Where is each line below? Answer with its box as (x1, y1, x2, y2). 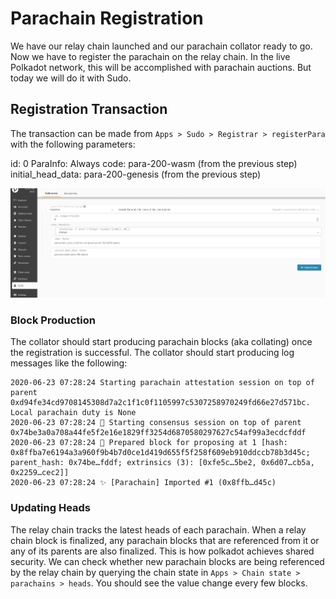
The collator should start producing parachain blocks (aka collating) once (10, 336, 313, 348)
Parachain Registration (10, 7, 204, 30)
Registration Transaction (10, 101, 168, 118)
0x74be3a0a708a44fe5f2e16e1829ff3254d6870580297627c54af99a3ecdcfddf (10, 428, 307, 438)
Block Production (10, 313, 96, 327)
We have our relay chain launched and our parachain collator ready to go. (10, 40, 313, 52)
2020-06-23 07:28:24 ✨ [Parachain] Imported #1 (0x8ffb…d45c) (10, 478, 277, 488)
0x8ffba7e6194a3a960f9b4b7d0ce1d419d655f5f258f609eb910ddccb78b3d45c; (10, 448, 311, 458)
